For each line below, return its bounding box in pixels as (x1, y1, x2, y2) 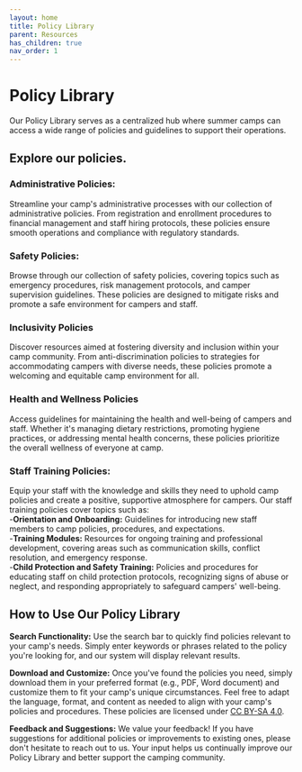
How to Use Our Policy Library (9, 607, 181, 622)
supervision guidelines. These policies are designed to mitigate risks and (9, 289, 280, 300)
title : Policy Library (9, 22, 94, 31)
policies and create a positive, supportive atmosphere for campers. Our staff (9, 495, 293, 505)
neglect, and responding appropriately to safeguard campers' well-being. (9, 580, 281, 591)
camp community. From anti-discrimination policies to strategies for (9, 351, 261, 362)
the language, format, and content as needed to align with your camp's (9, 695, 272, 707)
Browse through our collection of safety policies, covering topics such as (9, 270, 280, 281)
